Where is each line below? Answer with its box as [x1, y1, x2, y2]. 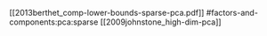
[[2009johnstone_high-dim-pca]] [100, 17, 222, 27]
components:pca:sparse [9, 17, 99, 27]
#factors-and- [206, 8, 258, 18]
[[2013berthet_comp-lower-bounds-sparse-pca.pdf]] [9, 8, 205, 18]
